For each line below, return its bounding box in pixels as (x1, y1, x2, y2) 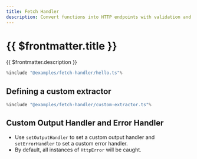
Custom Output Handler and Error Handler (6, 118, 164, 128)
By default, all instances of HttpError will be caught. (14, 146, 142, 153)
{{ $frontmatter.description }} (6, 59, 78, 66)
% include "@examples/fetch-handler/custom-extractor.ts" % (6, 102, 152, 108)
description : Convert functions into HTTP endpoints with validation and (6, 14, 192, 20)
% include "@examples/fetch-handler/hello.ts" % (6, 70, 123, 76)
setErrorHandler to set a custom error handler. (14, 140, 128, 147)
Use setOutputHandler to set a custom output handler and (14, 133, 155, 141)
